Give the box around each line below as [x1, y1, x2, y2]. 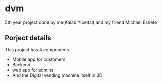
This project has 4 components [5, 46, 69, 52]
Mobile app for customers [12, 56, 66, 62]
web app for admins [12, 67, 54, 73]
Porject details [5, 34, 51, 42]
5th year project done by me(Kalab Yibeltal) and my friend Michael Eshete [5, 19, 157, 25]
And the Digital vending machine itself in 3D [12, 72, 103, 78]
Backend [12, 61, 31, 67]
